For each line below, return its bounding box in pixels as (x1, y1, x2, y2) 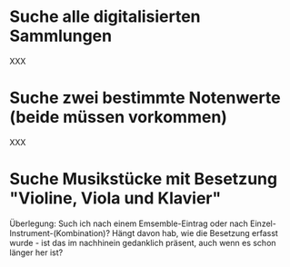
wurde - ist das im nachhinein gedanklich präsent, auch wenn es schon (9, 237, 276, 248)
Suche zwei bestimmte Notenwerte (9, 88, 281, 108)
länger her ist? (9, 247, 64, 258)
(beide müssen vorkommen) (9, 107, 227, 128)
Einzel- (249, 218, 277, 229)
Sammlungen (9, 25, 112, 46)
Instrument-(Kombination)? (9, 227, 111, 238)
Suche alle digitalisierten (9, 6, 202, 27)
